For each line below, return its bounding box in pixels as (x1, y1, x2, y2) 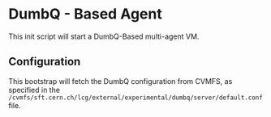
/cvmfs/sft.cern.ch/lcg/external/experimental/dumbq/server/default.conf (8, 94, 264, 102)
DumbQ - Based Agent (8, 5, 162, 23)
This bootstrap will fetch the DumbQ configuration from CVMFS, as (8, 76, 233, 86)
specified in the (8, 85, 61, 94)
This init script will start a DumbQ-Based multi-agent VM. (8, 31, 200, 41)
